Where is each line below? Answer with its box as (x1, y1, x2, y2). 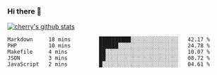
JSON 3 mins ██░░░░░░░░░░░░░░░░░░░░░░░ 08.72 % (7, 54, 211, 62)
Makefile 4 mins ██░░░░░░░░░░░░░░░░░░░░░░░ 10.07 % (7, 49, 211, 56)
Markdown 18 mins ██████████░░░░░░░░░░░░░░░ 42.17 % (7, 36, 211, 43)
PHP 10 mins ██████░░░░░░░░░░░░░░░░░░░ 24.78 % (7, 42, 211, 50)
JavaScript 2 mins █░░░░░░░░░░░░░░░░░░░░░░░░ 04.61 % (7, 61, 211, 68)
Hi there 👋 (7, 6, 42, 16)
